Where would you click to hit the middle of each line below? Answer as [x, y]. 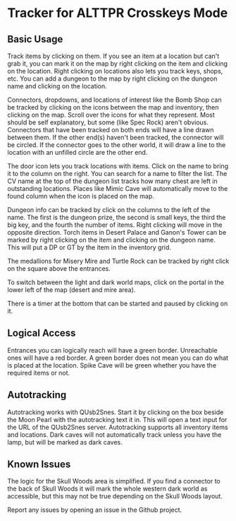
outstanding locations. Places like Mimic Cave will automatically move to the [118, 188]
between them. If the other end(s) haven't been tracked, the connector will [116, 137]
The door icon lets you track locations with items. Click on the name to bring [118, 166]
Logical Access [42, 333]
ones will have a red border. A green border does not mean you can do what [118, 358]
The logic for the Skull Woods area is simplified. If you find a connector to [114, 481]
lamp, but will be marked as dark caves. [65, 442]
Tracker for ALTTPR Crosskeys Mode [118, 13]
